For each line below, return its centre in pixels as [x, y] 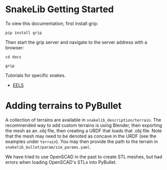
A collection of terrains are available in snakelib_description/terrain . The [83, 120]
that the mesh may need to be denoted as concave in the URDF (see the [81, 136]
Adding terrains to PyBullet [63, 106]
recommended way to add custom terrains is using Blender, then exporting [84, 125]
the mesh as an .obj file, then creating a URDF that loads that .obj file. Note [83, 130]
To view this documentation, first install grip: [52, 23]
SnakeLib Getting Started [60, 9]
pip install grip [24, 33]
